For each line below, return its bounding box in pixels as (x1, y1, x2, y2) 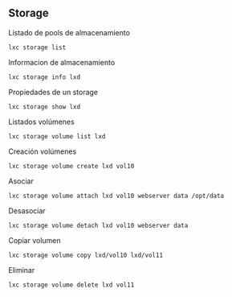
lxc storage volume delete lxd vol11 (8, 281, 135, 289)
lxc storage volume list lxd (8, 132, 106, 140)
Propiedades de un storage (8, 87, 99, 97)
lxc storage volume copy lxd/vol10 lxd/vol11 (8, 251, 163, 259)
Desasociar (8, 205, 46, 216)
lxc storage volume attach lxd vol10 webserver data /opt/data (8, 192, 225, 200)
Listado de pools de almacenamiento (8, 27, 131, 37)
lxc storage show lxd (8, 102, 81, 111)
